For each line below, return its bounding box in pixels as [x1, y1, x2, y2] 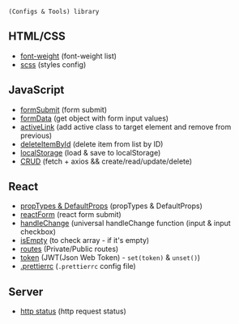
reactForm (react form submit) [19, 210, 122, 220]
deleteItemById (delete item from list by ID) [19, 139, 164, 149]
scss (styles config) [19, 59, 87, 69]
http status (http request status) [19, 306, 127, 316]
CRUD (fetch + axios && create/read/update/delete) [19, 156, 193, 166]
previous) [19, 130, 53, 140]
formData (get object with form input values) [19, 113, 169, 123]
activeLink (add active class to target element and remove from [19, 122, 232, 131]
